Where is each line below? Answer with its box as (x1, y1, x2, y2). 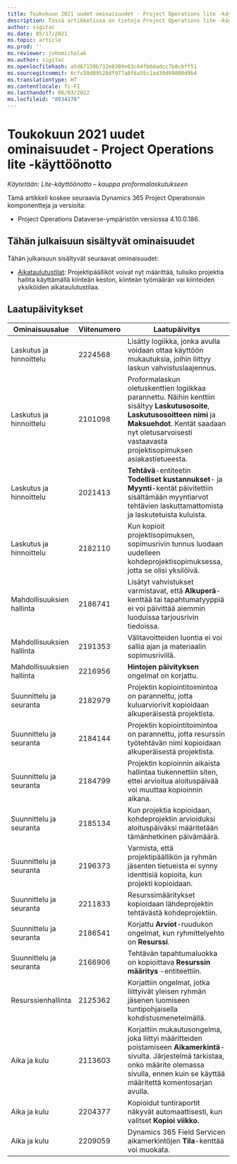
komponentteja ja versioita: (7, 201, 86, 209)
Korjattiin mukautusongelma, (127, 1024, 222, 1034)
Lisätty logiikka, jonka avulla (127, 336, 221, 346)
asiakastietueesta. (127, 454, 188, 463)
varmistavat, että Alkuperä (127, 585, 217, 595)
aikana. (127, 793, 152, 803)
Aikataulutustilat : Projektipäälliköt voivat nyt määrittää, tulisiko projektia (17, 267, 224, 276)
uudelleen (127, 548, 161, 558)
